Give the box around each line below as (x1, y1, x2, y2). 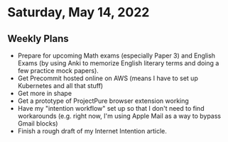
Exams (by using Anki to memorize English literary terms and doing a (17, 59, 219, 67)
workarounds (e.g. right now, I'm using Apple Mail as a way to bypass (17, 111, 222, 120)
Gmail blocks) (17, 119, 58, 128)
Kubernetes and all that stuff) (17, 82, 104, 89)
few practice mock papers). (17, 67, 99, 75)
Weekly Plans (7, 33, 69, 45)
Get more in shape (17, 89, 72, 97)
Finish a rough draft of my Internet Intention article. (17, 127, 167, 135)
